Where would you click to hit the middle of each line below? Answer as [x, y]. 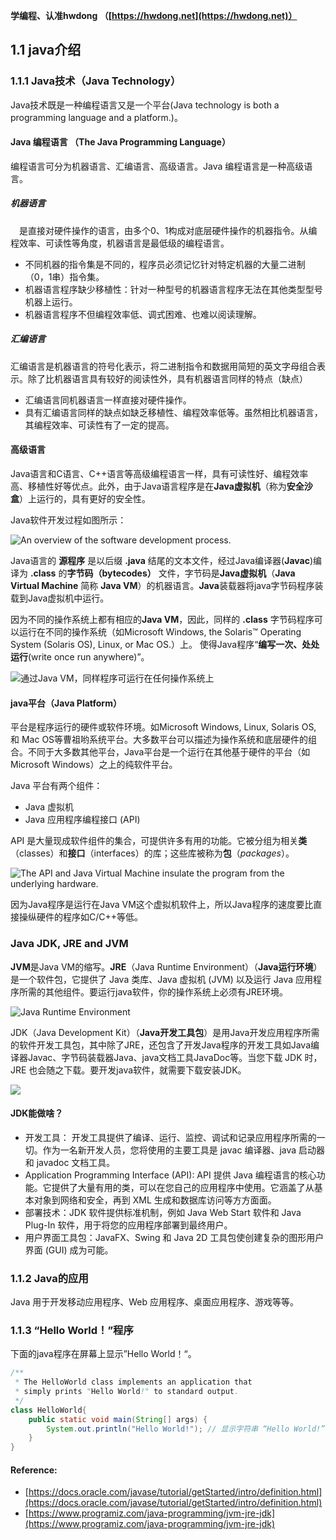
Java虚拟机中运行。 [68, 598]
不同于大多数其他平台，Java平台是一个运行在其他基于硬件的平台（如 [169, 752]
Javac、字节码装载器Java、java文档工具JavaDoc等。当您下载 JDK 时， [175, 1057]
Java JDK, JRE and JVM [69, 944]
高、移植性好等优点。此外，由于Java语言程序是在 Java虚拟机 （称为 [148, 486]
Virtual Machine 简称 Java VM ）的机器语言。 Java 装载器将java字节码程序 [162, 586]
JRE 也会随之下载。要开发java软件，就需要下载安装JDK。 [128, 1070]
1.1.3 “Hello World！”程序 [72, 1330]
